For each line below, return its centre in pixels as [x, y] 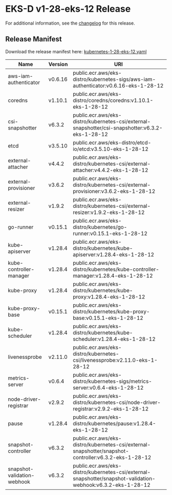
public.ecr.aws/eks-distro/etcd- [112, 142]
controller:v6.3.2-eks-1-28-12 [112, 457]
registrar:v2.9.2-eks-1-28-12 [111, 408]
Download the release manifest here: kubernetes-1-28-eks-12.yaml [76, 51]
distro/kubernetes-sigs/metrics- [112, 381]
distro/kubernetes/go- [100, 227]
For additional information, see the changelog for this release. [70, 23]
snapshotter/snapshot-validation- [114, 478]
